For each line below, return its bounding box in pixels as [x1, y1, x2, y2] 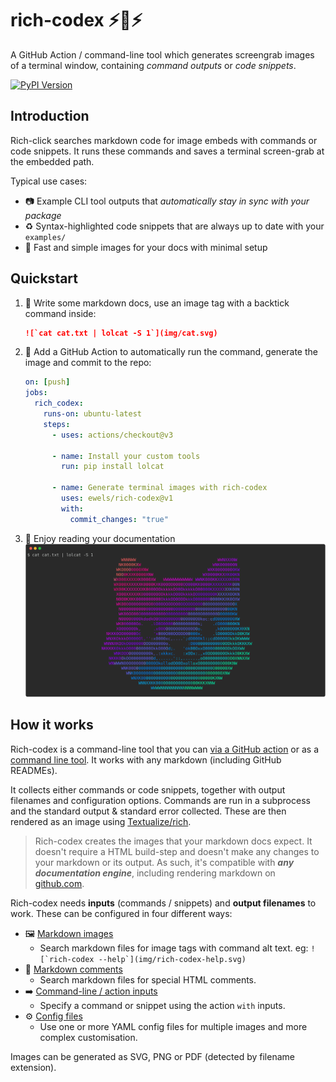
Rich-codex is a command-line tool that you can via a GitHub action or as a [10, 743, 320, 755]
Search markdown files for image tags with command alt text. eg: [39, 942, 309, 954]
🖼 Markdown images [24, 927, 114, 939]
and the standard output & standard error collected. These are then [10, 805, 287, 817]
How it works [10, 717, 94, 734]
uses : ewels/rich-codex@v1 [61, 493, 174, 504]
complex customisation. [39, 1031, 138, 1043]
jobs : [24, 388, 48, 398]
